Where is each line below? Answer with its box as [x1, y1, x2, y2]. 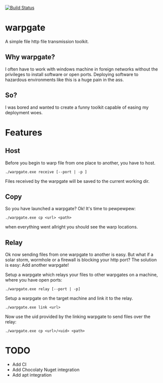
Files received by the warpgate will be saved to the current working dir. [5, 178, 150, 184]
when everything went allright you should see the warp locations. [5, 224, 138, 230]
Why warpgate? [5, 53, 55, 62]
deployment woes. [5, 109, 43, 115]
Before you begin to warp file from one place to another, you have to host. [5, 159, 156, 166]
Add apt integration [12, 372, 52, 378]
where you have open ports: [5, 277, 63, 283]
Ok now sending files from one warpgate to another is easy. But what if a [5, 251, 154, 258]
